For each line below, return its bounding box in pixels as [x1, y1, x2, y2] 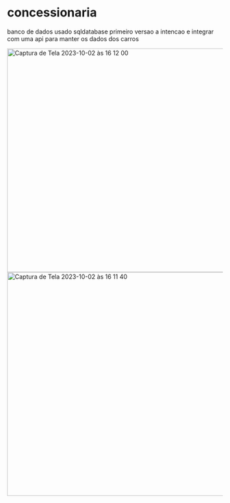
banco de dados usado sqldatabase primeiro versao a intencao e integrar [7, 27, 214, 36]
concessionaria [7, 5, 97, 21]
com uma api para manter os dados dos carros [7, 34, 139, 42]
